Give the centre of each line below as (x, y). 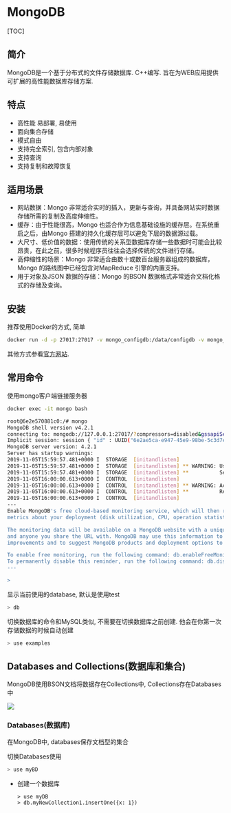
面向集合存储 (35, 131)
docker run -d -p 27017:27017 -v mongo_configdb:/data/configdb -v (106, 340)
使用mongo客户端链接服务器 (47, 395)
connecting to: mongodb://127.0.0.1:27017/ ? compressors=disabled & (104, 434)
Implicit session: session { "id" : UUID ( (69, 441)
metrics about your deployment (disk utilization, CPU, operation (104, 517)
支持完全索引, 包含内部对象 (55, 148)
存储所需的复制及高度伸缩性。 (59, 216)
